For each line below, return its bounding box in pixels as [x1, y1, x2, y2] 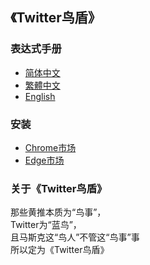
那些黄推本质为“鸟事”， [10, 206, 107, 218]
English [24, 90, 56, 102]
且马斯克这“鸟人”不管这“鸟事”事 [10, 231, 140, 243]
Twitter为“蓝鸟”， [10, 219, 82, 231]
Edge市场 [24, 154, 65, 166]
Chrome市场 [24, 141, 77, 153]
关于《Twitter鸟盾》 [10, 181, 108, 195]
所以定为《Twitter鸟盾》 [10, 244, 110, 256]
